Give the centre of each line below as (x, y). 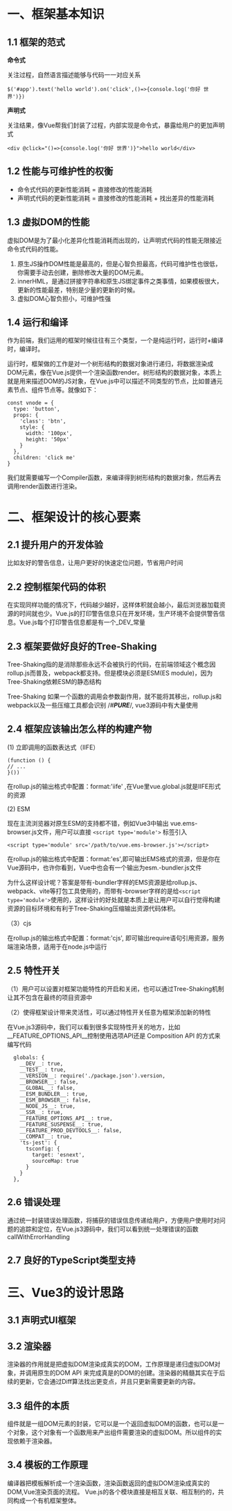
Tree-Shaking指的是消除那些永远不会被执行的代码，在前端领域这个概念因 (111, 664)
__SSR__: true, (42, 1112)
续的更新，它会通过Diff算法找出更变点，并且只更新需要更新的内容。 (103, 1382)
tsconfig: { (43, 1149)
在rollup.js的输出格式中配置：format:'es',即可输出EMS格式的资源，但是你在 (114, 858)
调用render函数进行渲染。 (44, 487)
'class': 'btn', (43, 421)
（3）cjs (19, 923)
